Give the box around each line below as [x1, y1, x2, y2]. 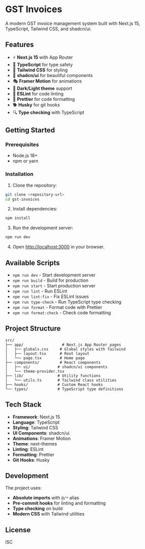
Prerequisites [5, 141, 39, 148]
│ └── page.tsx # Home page [5, 355, 85, 360]
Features [5, 41, 34, 49]
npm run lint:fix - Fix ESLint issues [12, 294, 89, 300]
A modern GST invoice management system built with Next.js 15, [5, 20, 140, 26]
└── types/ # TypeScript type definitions [5, 386, 124, 391]
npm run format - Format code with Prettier [12, 304, 102, 310]
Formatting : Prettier [12, 451, 55, 457]
